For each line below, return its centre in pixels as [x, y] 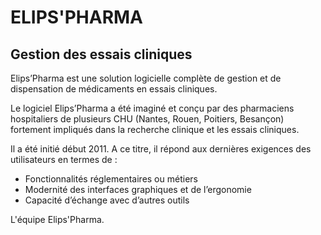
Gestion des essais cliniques [101, 54]
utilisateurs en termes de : [64, 159]
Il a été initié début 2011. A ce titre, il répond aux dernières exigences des [161, 149]
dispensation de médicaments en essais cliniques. [114, 89]
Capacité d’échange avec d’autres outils [107, 200]
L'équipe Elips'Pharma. [57, 219]
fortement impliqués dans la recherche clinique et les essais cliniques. [155, 129]
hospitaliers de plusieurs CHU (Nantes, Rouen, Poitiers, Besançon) [147, 119]
